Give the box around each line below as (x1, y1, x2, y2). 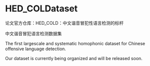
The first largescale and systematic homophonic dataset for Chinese (5, 40, 146, 46)
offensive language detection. (5, 46, 66, 52)
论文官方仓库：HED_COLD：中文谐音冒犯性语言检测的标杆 (5, 20, 124, 26)
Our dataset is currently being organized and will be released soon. (5, 55, 143, 61)
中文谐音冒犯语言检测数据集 (5, 30, 62, 36)
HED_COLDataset (5, 3, 78, 14)
